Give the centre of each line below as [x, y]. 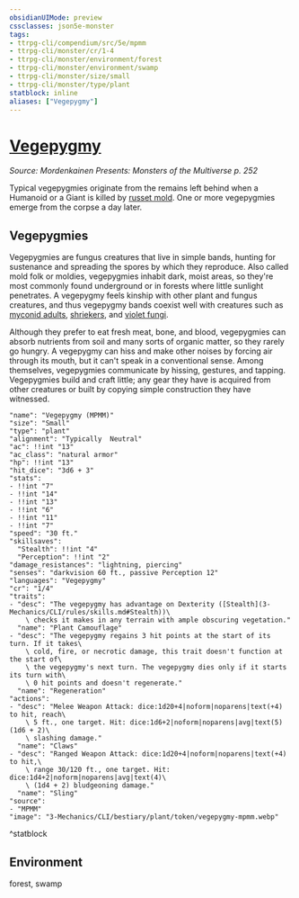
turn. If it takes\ [46, 644]
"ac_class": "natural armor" [64, 455]
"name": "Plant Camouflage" [70, 628]
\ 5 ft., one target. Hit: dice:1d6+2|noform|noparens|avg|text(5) [154, 723]
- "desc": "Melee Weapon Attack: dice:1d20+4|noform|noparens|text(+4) [146, 707]
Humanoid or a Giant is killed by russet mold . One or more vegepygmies [142, 198]
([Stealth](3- [245, 605]
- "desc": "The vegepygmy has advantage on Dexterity [112, 605]
